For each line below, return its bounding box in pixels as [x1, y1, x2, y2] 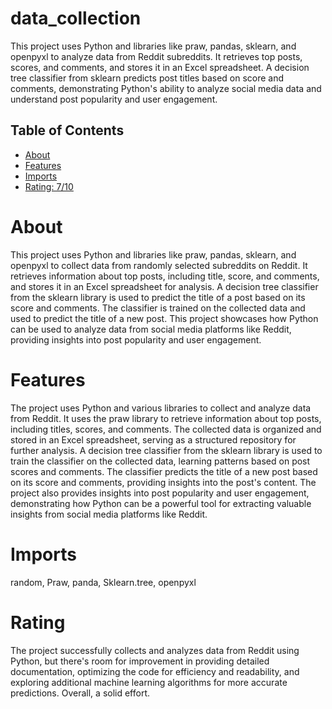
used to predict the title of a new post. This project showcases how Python [10, 312, 319, 324]
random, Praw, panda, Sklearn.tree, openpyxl [10, 576, 197, 588]
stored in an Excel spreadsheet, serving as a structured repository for [10, 433, 297, 446]
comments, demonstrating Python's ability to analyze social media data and [10, 82, 322, 94]
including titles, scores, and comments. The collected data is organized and [10, 423, 322, 435]
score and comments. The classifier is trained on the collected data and [10, 302, 306, 314]
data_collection [10, 7, 142, 30]
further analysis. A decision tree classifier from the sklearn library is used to [10, 444, 323, 456]
